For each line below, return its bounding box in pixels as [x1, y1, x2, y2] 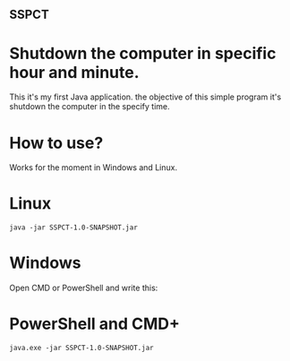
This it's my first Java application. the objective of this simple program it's [9, 91, 282, 102]
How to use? [9, 133, 104, 153]
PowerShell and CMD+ [9, 314, 181, 334]
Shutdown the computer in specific [9, 43, 277, 64]
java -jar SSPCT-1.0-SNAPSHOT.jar [9, 223, 139, 232]
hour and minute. [9, 62, 141, 82]
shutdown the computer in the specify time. [9, 101, 170, 112]
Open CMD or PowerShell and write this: [9, 282, 158, 294]
